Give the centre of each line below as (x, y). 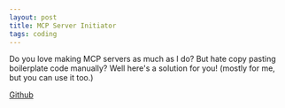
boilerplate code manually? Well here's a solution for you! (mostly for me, (142, 68)
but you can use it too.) (51, 78)
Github (21, 95)
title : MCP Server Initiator (63, 26)
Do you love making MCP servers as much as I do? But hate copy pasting (142, 59)
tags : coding (33, 34)
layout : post (33, 17)
